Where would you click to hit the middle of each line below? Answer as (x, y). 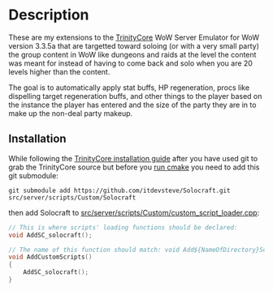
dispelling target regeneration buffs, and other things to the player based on (135, 96)
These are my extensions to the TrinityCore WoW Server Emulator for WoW (134, 37)
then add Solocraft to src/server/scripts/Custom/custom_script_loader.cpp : (134, 212)
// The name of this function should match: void (94, 250)
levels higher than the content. (59, 71)
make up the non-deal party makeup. (71, 113)
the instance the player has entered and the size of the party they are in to (132, 105)
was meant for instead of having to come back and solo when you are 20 (131, 63)
